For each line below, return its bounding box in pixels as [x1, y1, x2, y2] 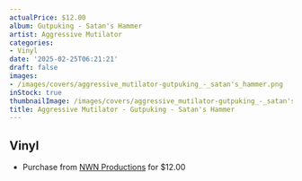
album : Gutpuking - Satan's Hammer [9, 22, 143, 30]
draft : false [9, 64, 58, 73]
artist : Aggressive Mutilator [9, 30, 123, 39]
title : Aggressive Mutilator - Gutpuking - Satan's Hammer [9, 105, 235, 114]
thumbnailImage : [9, 96, 70, 106]
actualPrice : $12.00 [9, 13, 87, 22]
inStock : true [9, 88, 63, 97]
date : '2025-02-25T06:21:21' [9, 55, 119, 64]
